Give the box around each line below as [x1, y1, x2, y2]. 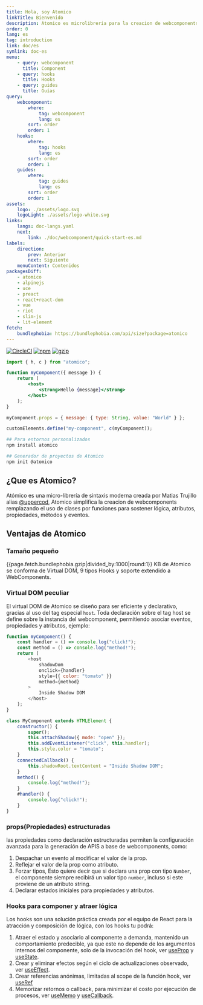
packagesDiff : [6, 268, 42, 275]
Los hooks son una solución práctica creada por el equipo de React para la [6, 916, 193, 923]
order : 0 [6, 25, 28, 32]
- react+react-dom [17, 297, 63, 303]
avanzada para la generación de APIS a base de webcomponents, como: [6, 842, 187, 850]
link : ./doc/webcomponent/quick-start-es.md [28, 234, 142, 240]
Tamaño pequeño [6, 547, 59, 555]
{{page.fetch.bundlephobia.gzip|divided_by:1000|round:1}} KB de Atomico [6, 561, 192, 568]
